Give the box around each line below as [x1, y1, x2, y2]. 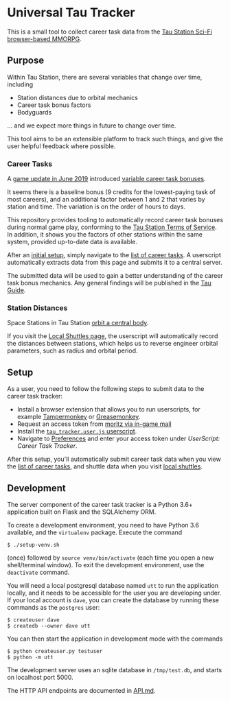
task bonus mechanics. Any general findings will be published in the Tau [7, 279, 211, 287]
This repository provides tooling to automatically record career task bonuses [7, 216, 224, 224]
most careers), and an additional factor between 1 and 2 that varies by [7, 195, 205, 204]
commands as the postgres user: [7, 603, 100, 611]
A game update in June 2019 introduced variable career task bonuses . [7, 175, 206, 183]
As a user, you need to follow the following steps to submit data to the [7, 385, 205, 393]
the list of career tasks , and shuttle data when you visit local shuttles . [7, 462, 203, 471]
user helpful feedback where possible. [7, 142, 116, 150]
